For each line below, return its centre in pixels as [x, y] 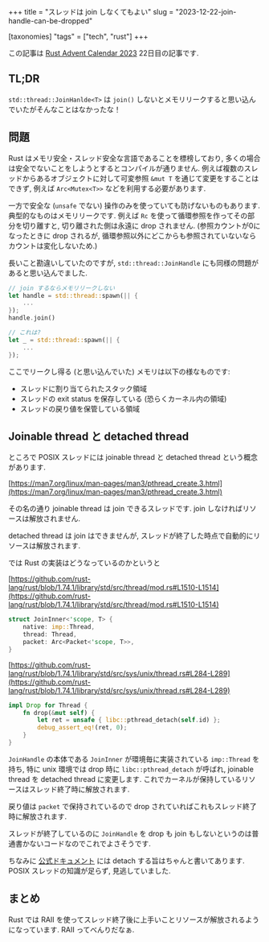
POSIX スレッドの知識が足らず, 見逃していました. [90, 870]
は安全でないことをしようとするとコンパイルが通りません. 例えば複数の [126, 168]
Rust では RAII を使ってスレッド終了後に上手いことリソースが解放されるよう [134, 919]
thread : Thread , [50, 634]
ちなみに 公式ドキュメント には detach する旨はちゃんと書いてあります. [126, 861]
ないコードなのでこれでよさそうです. [90, 843]
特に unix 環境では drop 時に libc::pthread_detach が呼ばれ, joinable [140, 769]
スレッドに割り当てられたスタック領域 [83, 388]
